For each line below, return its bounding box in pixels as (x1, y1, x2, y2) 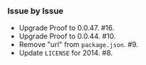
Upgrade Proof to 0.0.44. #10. (18, 31, 116, 41)
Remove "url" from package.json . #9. (18, 40, 139, 49)
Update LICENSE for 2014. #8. (18, 49, 114, 58)
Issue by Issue (7, 5, 64, 16)
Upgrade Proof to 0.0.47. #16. (18, 23, 115, 33)
